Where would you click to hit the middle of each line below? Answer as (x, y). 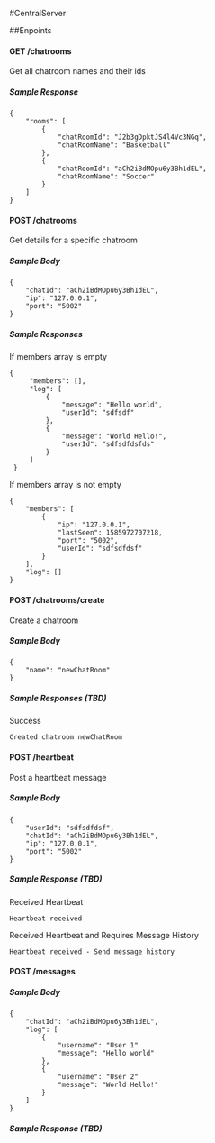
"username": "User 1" (98, 1046)
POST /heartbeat (42, 757)
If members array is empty (58, 357)
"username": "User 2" (98, 1077)
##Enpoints (31, 30)
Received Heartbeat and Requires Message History (104, 935)
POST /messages (42, 972)
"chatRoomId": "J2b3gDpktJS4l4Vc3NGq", (132, 137)
